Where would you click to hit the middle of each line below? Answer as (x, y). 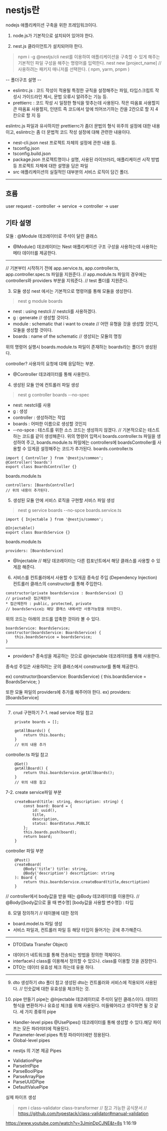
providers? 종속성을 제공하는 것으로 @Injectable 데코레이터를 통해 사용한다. (86, 656)
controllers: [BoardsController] (40, 485)
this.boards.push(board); (50, 832)
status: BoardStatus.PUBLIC (61, 823)
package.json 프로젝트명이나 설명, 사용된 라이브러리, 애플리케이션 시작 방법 (86, 159)
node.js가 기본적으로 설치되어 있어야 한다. (53, 35)
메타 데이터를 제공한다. (35, 252)
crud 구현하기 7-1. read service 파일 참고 (53, 712)
